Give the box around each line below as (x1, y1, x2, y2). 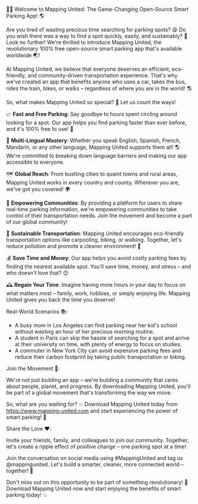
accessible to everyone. (6, 158, 65, 165)
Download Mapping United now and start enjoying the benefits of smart (6, 485, 181, 492)
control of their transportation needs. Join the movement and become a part (6, 212, 193, 219)
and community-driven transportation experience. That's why (27, 72, 178, 79)
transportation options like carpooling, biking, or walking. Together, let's (6, 236, 182, 243)
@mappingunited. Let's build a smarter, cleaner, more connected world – (6, 461, 184, 468)
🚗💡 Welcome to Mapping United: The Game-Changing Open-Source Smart (6, 6, 189, 12)
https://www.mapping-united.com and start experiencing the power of (6, 408, 178, 414)
